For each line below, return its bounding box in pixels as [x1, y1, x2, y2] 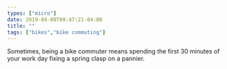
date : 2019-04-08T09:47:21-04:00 [7, 16, 103, 23]
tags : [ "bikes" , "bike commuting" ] [7, 28, 106, 36]
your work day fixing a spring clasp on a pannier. [7, 55, 145, 63]
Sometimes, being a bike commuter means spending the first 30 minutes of [7, 47, 220, 55]
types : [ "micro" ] [7, 9, 57, 17]
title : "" [7, 22, 36, 29]
